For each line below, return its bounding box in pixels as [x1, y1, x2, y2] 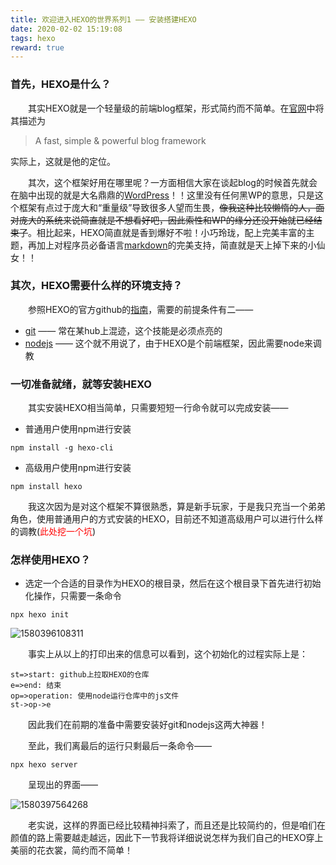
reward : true [10, 42, 65, 53]
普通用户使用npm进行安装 [24, 423, 132, 435]
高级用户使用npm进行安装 [24, 462, 132, 474]
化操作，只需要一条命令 [24, 590, 122, 602]
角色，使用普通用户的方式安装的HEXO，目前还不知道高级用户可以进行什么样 [10, 513, 324, 525]
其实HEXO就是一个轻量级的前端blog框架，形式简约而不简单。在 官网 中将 [28, 102, 325, 114]
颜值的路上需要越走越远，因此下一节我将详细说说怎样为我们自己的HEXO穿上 [10, 832, 324, 844]
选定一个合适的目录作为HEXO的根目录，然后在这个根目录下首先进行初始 [24, 577, 322, 590]
